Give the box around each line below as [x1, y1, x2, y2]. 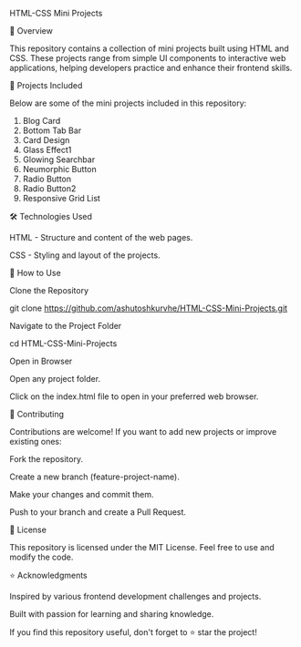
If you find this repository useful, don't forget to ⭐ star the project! [9, 627, 257, 637]
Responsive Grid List [22, 193, 100, 203]
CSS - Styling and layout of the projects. [9, 250, 161, 261]
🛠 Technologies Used [9, 211, 93, 221]
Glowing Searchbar [22, 154, 96, 165]
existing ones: [9, 436, 62, 447]
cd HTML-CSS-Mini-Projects [9, 338, 118, 349]
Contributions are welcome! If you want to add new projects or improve [9, 426, 277, 436]
